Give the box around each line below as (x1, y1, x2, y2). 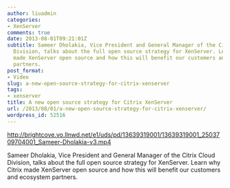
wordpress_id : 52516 (7, 111, 66, 118)
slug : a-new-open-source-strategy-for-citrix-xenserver (7, 80, 170, 87)
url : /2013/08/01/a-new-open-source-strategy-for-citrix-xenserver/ (7, 105, 207, 112)
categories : (7, 16, 41, 23)
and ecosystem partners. (7, 172, 78, 181)
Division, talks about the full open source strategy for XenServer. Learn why (7, 158, 221, 166)
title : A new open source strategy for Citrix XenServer (7, 99, 173, 106)
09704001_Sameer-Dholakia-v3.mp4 (7, 137, 112, 146)
